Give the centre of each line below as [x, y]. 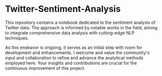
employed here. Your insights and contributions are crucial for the [71, 63]
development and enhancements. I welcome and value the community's [77, 53]
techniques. [17, 38]
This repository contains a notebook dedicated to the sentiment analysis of [80, 22]
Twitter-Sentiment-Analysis [63, 9]
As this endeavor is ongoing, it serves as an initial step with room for [74, 47]
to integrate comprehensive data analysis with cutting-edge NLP [70, 33]
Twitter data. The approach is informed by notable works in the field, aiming [81, 27]
